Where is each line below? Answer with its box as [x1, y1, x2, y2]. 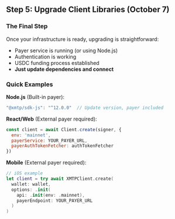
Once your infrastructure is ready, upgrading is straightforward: [6, 35, 159, 43]
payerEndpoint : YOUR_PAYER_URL [16, 197, 93, 204]
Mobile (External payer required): [6, 159, 87, 166]
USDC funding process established [14, 59, 99, 66]
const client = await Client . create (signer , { [6, 126, 122, 132]
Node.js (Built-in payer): [6, 93, 65, 100]
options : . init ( [11, 187, 51, 193]
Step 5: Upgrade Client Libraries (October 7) [6, 5, 170, 15]
